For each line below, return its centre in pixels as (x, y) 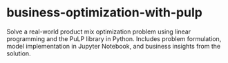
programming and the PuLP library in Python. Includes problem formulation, (114, 38)
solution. (19, 53)
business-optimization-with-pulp (105, 13)
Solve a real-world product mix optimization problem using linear (99, 32)
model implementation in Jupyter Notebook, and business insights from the (114, 46)
